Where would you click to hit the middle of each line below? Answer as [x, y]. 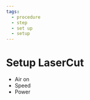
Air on [22, 79]
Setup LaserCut [45, 63]
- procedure [26, 17]
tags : [13, 12]
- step [19, 22]
